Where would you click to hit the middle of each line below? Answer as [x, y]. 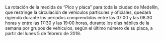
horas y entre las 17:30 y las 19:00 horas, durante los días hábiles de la [77, 23]
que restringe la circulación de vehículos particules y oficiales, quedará [78, 12]
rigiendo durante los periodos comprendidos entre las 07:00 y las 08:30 [79, 18]
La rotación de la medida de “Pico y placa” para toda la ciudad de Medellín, [82, 7]
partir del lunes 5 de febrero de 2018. [43, 33]
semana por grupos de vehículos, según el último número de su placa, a [79, 28]
